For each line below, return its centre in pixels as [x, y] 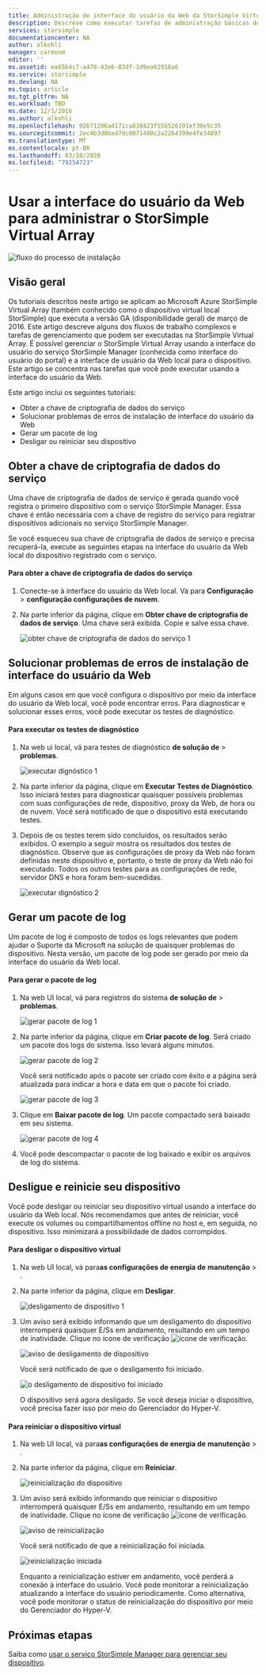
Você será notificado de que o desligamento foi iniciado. [112, 1369]
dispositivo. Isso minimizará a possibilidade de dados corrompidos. [118, 1231]
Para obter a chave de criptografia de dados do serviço [100, 573]
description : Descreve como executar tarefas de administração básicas [129, 23]
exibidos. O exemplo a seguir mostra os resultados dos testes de [125, 843]
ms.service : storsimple [47, 74]
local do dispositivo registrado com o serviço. [82, 555]
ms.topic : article [38, 89]
